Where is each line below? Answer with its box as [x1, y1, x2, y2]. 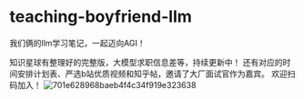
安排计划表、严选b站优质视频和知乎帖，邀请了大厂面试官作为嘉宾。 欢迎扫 [16, 68, 296, 79]
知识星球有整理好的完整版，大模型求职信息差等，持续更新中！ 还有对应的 [9, 56, 283, 67]
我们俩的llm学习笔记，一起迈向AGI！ [9, 37, 146, 48]
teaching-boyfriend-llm [9, 6, 193, 27]
